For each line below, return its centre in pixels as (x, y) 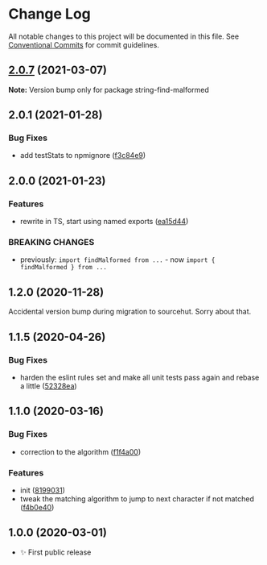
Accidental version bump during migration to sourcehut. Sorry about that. (130, 312)
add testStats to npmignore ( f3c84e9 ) (83, 156)
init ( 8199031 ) (43, 490)
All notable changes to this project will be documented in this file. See (124, 36)
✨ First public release (55, 552)
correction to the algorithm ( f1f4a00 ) (80, 451)
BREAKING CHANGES (51, 243)
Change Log (49, 14)
